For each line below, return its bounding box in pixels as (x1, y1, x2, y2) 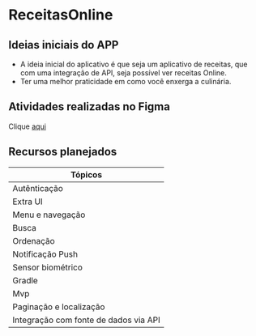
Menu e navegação (12, 209, 86, 220)
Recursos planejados (8, 145, 117, 159)
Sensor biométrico (12, 262, 83, 273)
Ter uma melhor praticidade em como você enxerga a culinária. (19, 77, 232, 86)
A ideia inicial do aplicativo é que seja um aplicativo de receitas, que (19, 59, 249, 69)
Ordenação (12, 235, 55, 246)
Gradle (12, 274, 38, 286)
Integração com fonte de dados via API (12, 314, 160, 325)
